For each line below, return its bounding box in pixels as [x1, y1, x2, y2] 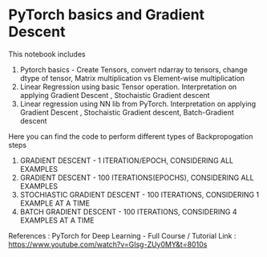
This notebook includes [8, 49, 86, 59]
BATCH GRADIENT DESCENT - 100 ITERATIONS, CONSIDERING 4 [19, 206, 238, 216]
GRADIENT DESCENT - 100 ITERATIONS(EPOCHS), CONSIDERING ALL [19, 173, 254, 182]
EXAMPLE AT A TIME [19, 198, 91, 208]
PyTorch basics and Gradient [8, 6, 205, 24]
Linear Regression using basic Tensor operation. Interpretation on [19, 82, 237, 92]
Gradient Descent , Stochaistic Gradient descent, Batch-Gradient [19, 107, 234, 117]
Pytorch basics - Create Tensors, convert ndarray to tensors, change [19, 64, 249, 74]
